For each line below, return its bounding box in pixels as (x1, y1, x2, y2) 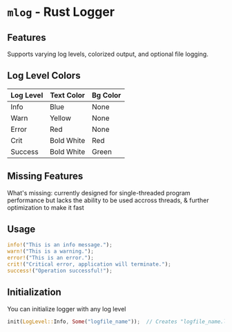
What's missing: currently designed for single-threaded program (7, 188, 191, 197)
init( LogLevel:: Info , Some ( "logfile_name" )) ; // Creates (7, 318, 177, 325)
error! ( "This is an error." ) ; (7, 255, 95, 262)
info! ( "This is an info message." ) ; (7, 242, 113, 248)
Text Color (50, 90, 85, 100)
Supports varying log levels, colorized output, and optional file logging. (7, 50, 209, 58)
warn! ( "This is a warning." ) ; (7, 248, 95, 255)
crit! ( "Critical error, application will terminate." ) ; (7, 261, 171, 268)
